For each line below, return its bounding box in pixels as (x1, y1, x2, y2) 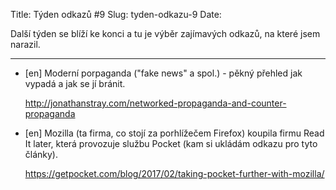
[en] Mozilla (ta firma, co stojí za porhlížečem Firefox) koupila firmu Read (24, 127, 325, 139)
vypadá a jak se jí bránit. (24, 78, 126, 89)
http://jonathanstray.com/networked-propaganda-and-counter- (24, 97, 287, 109)
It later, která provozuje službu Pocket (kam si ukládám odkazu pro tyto (24, 138, 318, 149)
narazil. (10, 39, 41, 50)
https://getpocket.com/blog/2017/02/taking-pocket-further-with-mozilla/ (24, 168, 325, 179)
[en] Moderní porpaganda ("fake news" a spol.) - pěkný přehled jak (24, 67, 303, 79)
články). (24, 149, 59, 160)
